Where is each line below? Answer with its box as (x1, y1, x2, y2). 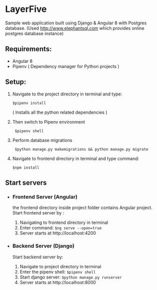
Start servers (5, 178, 47, 187)
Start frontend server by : (12, 210, 65, 216)
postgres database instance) (5, 30, 64, 36)
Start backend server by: (12, 254, 64, 260)
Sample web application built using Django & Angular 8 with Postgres (5, 20, 147, 26)
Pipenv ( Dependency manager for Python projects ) (12, 63, 120, 69)
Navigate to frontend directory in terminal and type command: (12, 155, 140, 161)
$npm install (12, 165, 40, 170)
